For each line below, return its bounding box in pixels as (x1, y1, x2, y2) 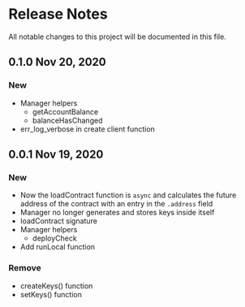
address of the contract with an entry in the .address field (19, 199, 213, 209)
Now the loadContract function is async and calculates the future (19, 190, 237, 200)
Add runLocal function (19, 242, 96, 252)
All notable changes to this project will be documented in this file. (8, 32, 227, 41)
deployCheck (32, 233, 77, 244)
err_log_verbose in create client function (19, 123, 156, 134)
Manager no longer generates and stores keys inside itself (19, 208, 215, 218)
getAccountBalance (32, 106, 99, 116)
